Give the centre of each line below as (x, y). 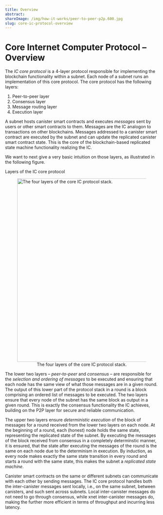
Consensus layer (29, 102)
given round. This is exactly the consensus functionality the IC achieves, (77, 405)
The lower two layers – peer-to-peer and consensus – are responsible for (78, 374)
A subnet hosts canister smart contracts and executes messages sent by (78, 122)
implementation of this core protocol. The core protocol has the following (78, 82)
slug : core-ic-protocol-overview (39, 23)
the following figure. (25, 162)
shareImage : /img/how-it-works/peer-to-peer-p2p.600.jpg (64, 19)
